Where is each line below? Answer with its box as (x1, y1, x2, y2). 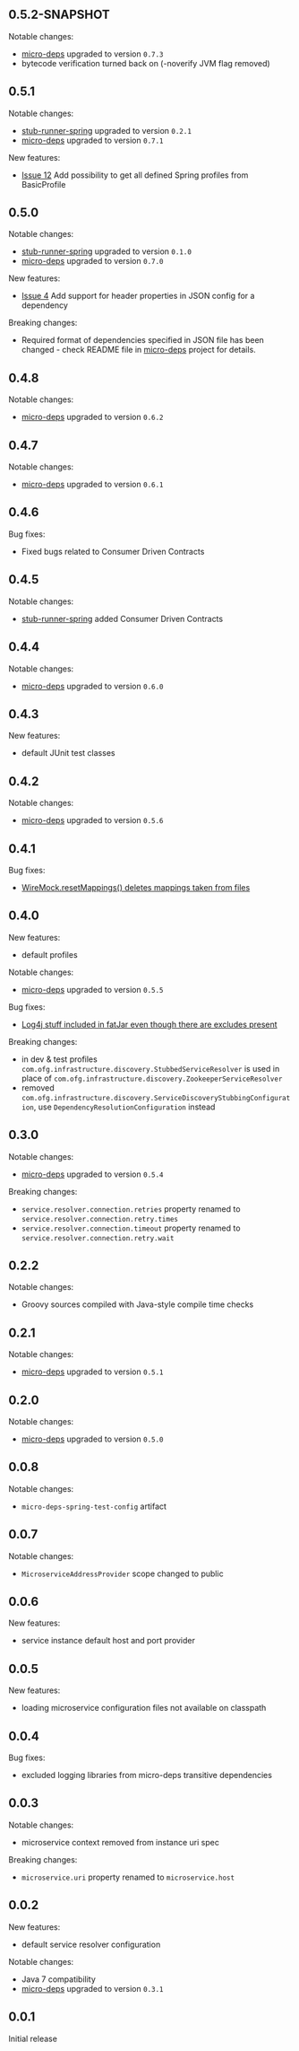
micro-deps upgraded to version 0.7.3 (21, 48, 164, 59)
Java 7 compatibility (21, 1974, 96, 1985)
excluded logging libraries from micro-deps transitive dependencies (21, 1770, 272, 1781)
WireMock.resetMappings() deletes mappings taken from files (21, 881, 251, 892)
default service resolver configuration (21, 1939, 161, 1950)
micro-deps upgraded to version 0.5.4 (21, 1169, 164, 1179)
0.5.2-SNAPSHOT (8, 7, 111, 22)
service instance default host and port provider (21, 1635, 196, 1646)
